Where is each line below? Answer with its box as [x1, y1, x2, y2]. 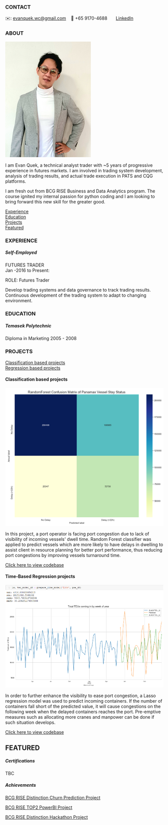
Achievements [5, 782, 36, 788]
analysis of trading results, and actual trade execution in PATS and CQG [5, 173, 153, 179]
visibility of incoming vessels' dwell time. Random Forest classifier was [5, 536, 151, 542]
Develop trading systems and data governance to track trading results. [5, 287, 151, 293]
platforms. [5, 178, 27, 184]
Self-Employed [5, 249, 37, 255]
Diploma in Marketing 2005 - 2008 [5, 335, 77, 341]
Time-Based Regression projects [5, 573, 75, 580]
